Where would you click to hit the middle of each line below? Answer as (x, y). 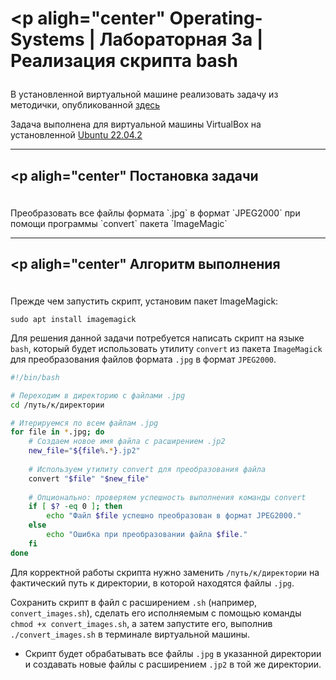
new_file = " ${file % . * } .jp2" (84, 451)
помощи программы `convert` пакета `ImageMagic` (119, 223)
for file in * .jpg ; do (57, 432)
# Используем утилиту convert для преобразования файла (147, 469)
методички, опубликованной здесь (85, 105)
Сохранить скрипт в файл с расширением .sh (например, (134, 602)
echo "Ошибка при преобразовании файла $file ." (147, 535)
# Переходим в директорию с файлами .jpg (98, 395)
